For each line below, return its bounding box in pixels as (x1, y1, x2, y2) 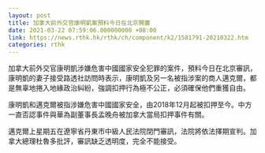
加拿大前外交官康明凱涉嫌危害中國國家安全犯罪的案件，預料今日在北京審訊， (8, 64, 257, 73)
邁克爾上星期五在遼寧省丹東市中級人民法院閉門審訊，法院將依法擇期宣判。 (8, 127, 250, 136)
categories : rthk (8, 41, 65, 49)
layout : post (8, 11, 51, 20)
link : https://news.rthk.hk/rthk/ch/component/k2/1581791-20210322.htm (8, 33, 248, 42)
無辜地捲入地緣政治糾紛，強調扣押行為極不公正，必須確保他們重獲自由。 (14, 84, 250, 93)
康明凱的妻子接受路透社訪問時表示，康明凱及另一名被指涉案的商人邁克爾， (8, 73, 250, 83)
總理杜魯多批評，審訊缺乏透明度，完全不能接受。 (21, 136, 181, 146)
